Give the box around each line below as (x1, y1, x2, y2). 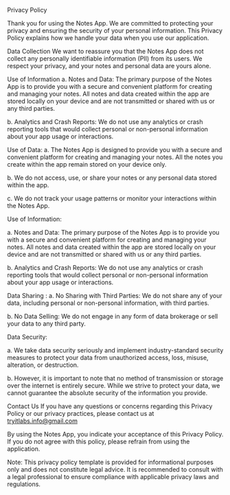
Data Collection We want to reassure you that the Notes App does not (7, 48, 204, 55)
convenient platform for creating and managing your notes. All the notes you (7, 153, 223, 161)
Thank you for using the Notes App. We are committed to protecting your (7, 19, 214, 27)
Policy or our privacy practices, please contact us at (7, 410, 154, 417)
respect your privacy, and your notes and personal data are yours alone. (7, 62, 211, 70)
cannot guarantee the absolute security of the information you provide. (7, 389, 208, 397)
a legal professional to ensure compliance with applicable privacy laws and (7, 473, 220, 481)
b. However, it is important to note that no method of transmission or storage (7, 375, 224, 382)
